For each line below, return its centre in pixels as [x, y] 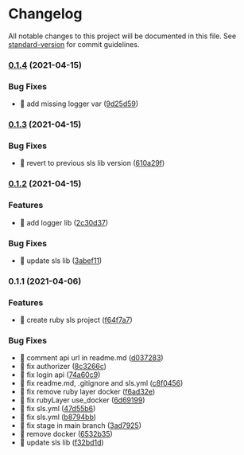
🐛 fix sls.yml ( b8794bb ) [58, 417]
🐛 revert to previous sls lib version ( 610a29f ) [92, 163]
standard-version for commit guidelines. [74, 44]
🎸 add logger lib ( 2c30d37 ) [64, 222]
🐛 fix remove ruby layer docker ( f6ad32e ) [87, 392]
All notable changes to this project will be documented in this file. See [122, 36]
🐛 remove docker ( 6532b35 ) [66, 434]
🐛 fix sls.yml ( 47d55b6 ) [58, 409]
